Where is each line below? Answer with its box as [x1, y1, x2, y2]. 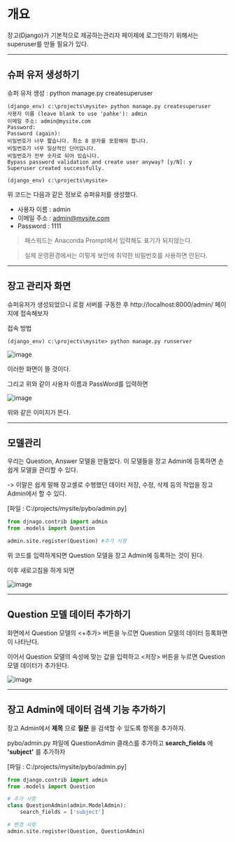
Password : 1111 [17, 222, 62, 230]
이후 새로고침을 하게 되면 [7, 566, 75, 574]
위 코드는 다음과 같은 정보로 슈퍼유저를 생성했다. [7, 190, 138, 199]
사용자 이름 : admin [17, 205, 71, 213]
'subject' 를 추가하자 [7, 747, 66, 756]
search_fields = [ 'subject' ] [20, 808, 105, 816]
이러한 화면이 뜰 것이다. [7, 364, 71, 373]
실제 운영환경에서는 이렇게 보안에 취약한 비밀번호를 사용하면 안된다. [24, 250, 208, 260]
